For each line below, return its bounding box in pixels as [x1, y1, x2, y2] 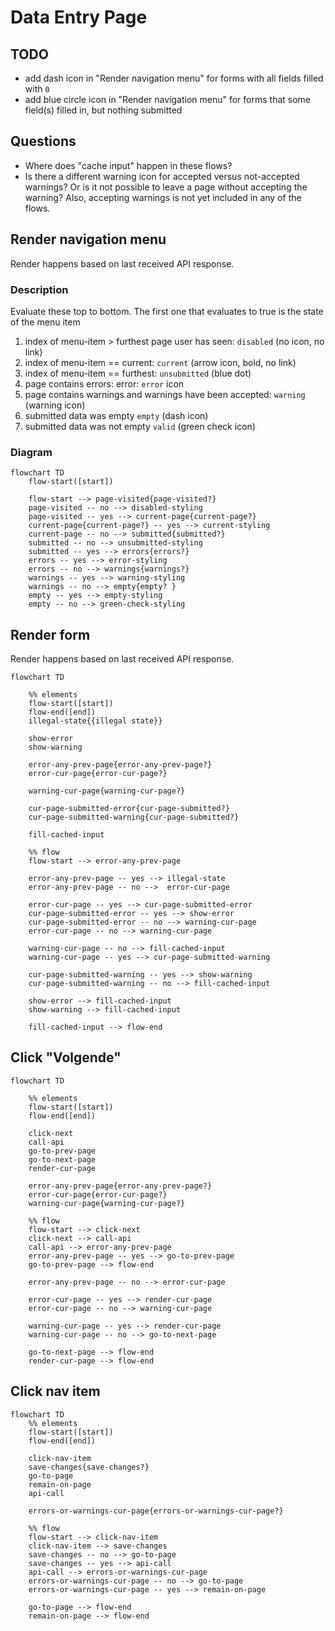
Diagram [10, 445, 53, 459]
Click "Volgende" [10, 1049, 122, 1066]
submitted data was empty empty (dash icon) [24, 409, 209, 421]
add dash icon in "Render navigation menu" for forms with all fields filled [24, 72, 324, 84]
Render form [10, 626, 91, 643]
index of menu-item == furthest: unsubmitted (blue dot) [24, 367, 252, 379]
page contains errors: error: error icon [24, 377, 185, 390]
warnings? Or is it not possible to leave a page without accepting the [24, 181, 308, 193]
